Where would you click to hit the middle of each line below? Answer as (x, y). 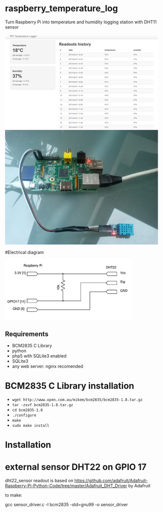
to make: (14, 495)
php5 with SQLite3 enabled (39, 356)
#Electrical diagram (24, 252)
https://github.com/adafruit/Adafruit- (111, 481)
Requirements (27, 334)
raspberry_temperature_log (61, 9)
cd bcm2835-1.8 (27, 410)
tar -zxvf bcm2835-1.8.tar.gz (43, 405)
